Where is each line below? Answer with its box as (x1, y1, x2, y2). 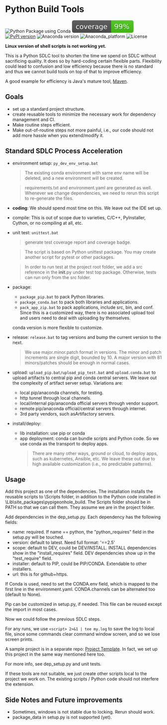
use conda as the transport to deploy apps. (19, 440, 108, 446)
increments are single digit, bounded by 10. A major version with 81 (24, 354, 162, 360)
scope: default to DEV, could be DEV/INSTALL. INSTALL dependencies (12, 545, 157, 551)
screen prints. (5, 636, 34, 642)
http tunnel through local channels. (19, 395, 91, 401)
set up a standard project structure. (12, 106, 85, 112)
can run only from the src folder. (24, 274, 91, 280)
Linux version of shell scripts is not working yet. (5, 43, 106, 49)
